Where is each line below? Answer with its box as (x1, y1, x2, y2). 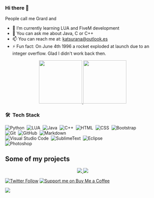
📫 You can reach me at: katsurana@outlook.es (12, 36, 108, 42)
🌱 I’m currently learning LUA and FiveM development (12, 25, 120, 31)
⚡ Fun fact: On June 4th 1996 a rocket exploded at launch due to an (12, 43, 150, 49)
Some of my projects (5, 155, 70, 163)
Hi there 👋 (5, 4, 30, 11)
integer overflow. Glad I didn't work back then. (12, 50, 107, 56)
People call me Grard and (5, 16, 57, 22)
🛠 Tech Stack (5, 112, 40, 119)
